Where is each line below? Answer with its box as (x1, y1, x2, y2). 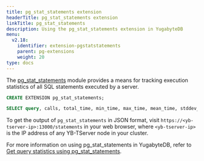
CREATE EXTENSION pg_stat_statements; (6, 95, 104, 101)
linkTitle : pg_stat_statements (6, 20, 86, 26)
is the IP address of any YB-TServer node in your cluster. (6, 129, 149, 137)
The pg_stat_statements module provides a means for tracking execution (6, 77, 188, 84)
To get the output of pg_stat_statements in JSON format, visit (6, 117, 160, 124)
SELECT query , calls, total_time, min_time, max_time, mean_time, (6, 106, 178, 112)
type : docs (6, 60, 34, 66)
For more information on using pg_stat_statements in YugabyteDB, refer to (6, 141, 192, 149)
